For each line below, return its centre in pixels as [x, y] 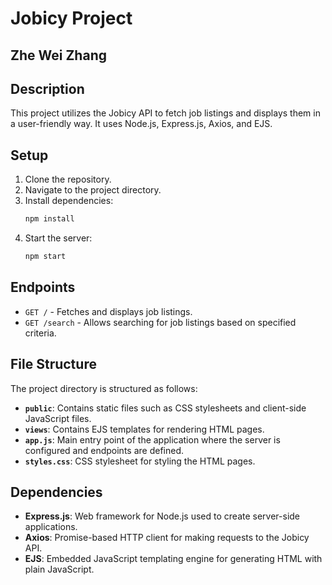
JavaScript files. [58, 418]
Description [47, 88]
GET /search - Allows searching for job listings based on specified [160, 322]
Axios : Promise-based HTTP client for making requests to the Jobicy [167, 538]
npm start [45, 257]
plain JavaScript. [59, 569]
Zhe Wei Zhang [58, 55]
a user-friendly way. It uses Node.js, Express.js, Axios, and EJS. [141, 124]
